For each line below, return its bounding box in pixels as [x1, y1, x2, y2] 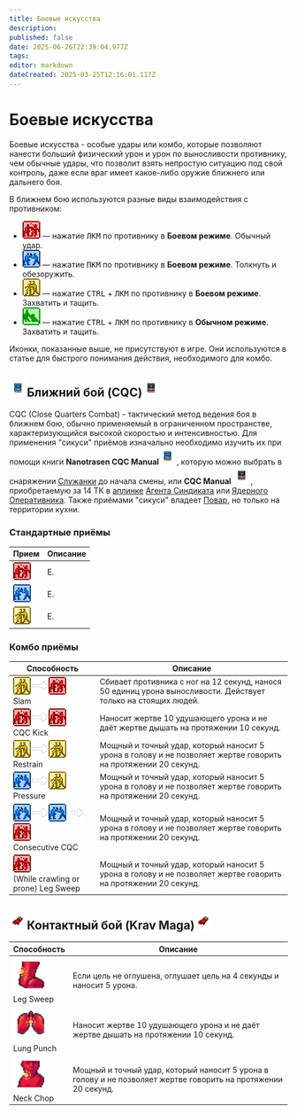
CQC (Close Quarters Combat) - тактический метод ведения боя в [9, 409, 257, 419]
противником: [9, 203, 63, 214]
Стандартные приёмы [9, 526, 110, 538]
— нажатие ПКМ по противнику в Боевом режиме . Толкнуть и [42, 259, 277, 269]
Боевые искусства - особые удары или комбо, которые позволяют [9, 138, 263, 150]
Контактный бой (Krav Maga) [27, 917, 195, 932]
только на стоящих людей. [99, 696, 200, 706]
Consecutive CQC [12, 842, 79, 853]
